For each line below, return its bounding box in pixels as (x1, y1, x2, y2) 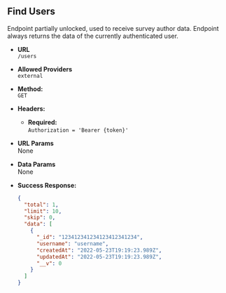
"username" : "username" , (36, 240, 109, 247)
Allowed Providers (17, 64, 73, 73)
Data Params (17, 160, 56, 168)
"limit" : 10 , (24, 207, 62, 214)
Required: (27, 118, 57, 126)
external (17, 72, 43, 79)
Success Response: (17, 181, 77, 189)
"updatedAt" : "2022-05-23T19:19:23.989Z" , (36, 253, 162, 260)
